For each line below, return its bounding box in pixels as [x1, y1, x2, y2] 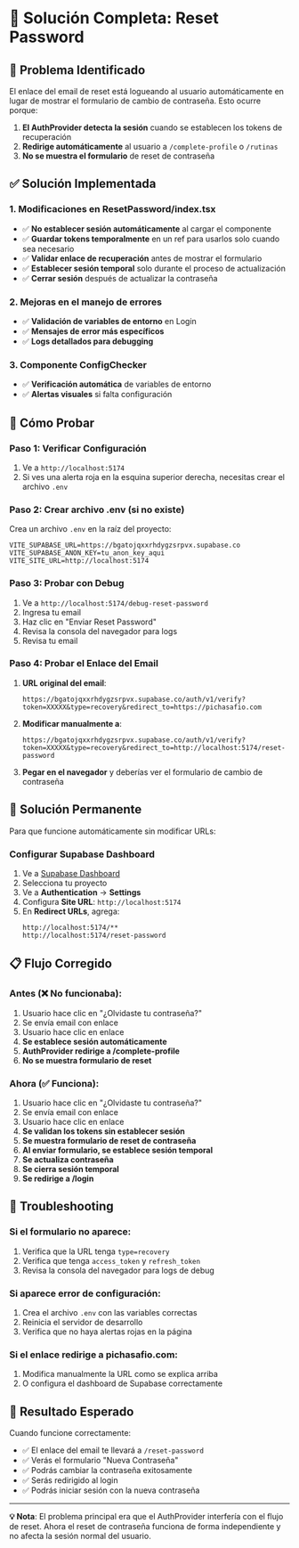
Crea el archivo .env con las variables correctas [21, 1307, 198, 1317]
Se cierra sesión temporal [21, 1163, 120, 1174]
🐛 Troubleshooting [9, 1199, 114, 1214]
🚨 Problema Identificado [9, 62, 146, 77]
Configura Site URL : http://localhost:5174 [21, 896, 182, 907]
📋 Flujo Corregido [9, 957, 113, 972]
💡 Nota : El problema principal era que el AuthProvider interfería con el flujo [9, 1511, 284, 1522]
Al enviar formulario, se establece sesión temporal [21, 1145, 214, 1155]
